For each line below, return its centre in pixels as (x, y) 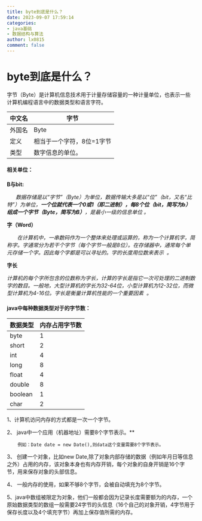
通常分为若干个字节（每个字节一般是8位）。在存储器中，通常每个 (106, 245)
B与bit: (16, 184)
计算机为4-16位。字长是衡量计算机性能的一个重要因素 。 (82, 293)
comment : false (26, 46)
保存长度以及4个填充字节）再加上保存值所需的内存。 (71, 512)
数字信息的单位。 (58, 152)
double (19, 385)
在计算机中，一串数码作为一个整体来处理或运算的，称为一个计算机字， (103, 238)
